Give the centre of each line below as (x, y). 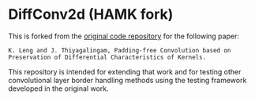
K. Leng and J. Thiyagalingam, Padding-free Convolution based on (120, 50)
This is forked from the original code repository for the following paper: (124, 36)
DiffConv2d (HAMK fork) (91, 14)
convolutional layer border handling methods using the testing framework (127, 80)
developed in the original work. (58, 88)
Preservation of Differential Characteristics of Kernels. (107, 57)
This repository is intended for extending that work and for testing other (125, 71)
